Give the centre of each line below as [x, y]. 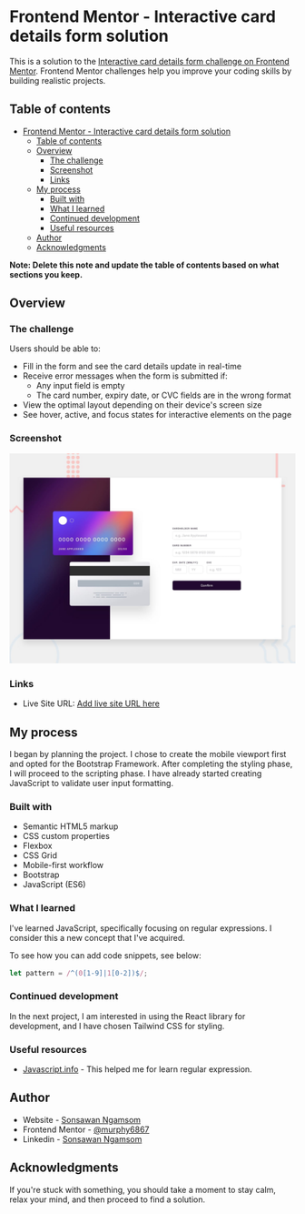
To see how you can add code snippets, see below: [105, 955]
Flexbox [37, 846]
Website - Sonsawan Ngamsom [82, 1119]
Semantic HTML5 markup [70, 826]
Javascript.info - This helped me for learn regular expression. [137, 1069]
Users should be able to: [55, 349]
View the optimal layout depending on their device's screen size [142, 405]
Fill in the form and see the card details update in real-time [132, 367]
